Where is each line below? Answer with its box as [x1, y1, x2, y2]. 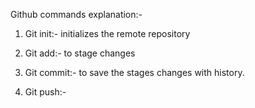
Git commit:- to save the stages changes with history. [24, 67, 245, 78]
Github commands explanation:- [10, 9, 143, 20]
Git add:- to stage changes [24, 47, 136, 59]
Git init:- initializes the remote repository [24, 28, 191, 39]
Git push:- [24, 86, 67, 98]
